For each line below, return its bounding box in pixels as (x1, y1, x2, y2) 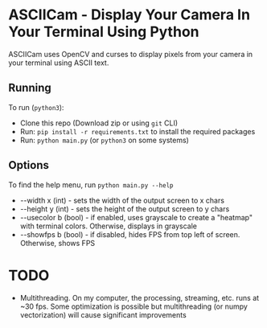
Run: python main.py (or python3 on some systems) (19, 135, 189, 145)
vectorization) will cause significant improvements (19, 310, 187, 319)
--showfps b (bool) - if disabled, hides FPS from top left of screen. (19, 229, 240, 239)
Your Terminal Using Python (8, 23, 199, 41)
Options (8, 158, 50, 172)
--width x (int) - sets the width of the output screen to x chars (19, 195, 225, 205)
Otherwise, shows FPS (19, 238, 96, 248)
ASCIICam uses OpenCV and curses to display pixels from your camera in (8, 49, 253, 59)
